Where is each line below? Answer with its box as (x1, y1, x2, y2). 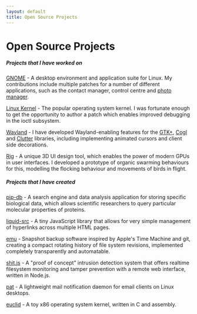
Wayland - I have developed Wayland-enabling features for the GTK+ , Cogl (6, 128, 187, 136)
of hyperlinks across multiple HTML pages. (6, 224, 111, 231)
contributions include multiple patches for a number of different (6, 80, 160, 87)
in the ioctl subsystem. (6, 117, 61, 124)
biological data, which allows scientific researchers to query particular (6, 199, 176, 207)
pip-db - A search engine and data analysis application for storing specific (6, 193, 186, 201)
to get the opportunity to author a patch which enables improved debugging (6, 110, 190, 118)
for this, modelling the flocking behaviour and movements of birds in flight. (6, 165, 187, 172)
